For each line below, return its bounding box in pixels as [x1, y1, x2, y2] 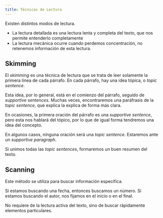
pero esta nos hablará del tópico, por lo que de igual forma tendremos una [5, 117, 154, 123]
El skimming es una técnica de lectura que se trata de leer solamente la [5, 73, 148, 78]
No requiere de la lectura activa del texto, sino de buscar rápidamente [5, 202, 145, 208]
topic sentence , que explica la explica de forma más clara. [5, 103, 122, 109]
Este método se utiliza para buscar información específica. [5, 179, 123, 184]
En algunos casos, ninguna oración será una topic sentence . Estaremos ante [5, 132, 158, 138]
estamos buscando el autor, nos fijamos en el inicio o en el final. [5, 193, 134, 199]
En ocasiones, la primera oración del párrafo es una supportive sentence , [5, 112, 152, 118]
